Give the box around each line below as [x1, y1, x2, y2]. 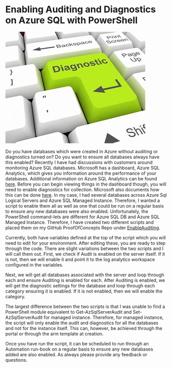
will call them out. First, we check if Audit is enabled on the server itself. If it [5, 251, 165, 257]
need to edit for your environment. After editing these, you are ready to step [5, 240, 166, 246]
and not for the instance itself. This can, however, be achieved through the [5, 325, 163, 331]
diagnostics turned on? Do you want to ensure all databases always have [5, 154, 160, 160]
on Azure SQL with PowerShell [5, 14, 138, 26]
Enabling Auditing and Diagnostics [5, 4, 156, 15]
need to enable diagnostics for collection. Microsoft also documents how [5, 186, 160, 193]
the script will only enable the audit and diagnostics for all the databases [5, 319, 159, 326]
